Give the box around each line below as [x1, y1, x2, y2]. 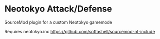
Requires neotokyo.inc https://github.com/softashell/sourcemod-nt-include [4, 28, 155, 34]
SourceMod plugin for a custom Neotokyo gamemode [4, 19, 112, 25]
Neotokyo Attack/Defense [4, 3, 112, 14]
